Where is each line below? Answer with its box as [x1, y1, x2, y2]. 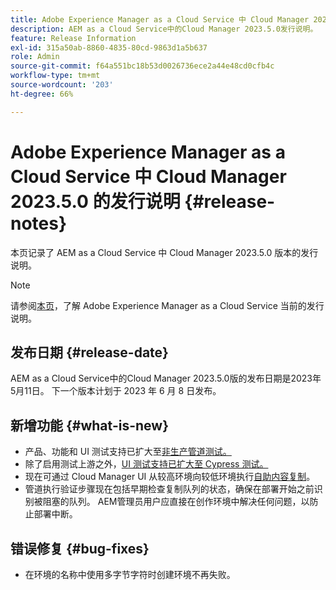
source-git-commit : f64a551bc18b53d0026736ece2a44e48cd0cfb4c [10, 61, 275, 71]
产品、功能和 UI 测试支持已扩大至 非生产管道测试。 [24, 446, 232, 458]
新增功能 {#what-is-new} [10, 417, 169, 434]
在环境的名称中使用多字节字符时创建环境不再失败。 [24, 569, 236, 580]
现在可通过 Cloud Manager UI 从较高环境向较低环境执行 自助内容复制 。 [24, 471, 316, 483]
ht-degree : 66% [10, 89, 74, 99]
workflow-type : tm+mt [10, 71, 101, 81]
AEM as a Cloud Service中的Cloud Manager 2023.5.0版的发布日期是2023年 [10, 372, 322, 385]
